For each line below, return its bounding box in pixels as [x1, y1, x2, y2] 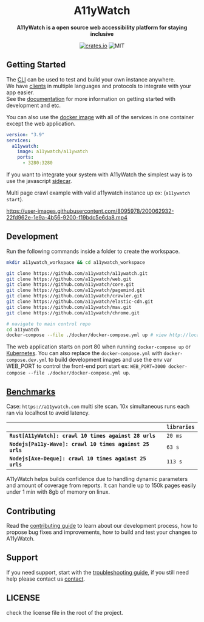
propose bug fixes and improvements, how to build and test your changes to [6, 528, 197, 536]
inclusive [90, 30, 114, 37]
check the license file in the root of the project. [6, 609, 123, 616]
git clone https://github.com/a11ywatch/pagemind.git [6, 287, 146, 294]
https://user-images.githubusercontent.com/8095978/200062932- [6, 207, 174, 215]
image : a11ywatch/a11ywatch [17, 148, 88, 155]
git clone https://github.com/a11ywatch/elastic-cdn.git [6, 299, 154, 305]
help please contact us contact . [6, 575, 86, 582]
